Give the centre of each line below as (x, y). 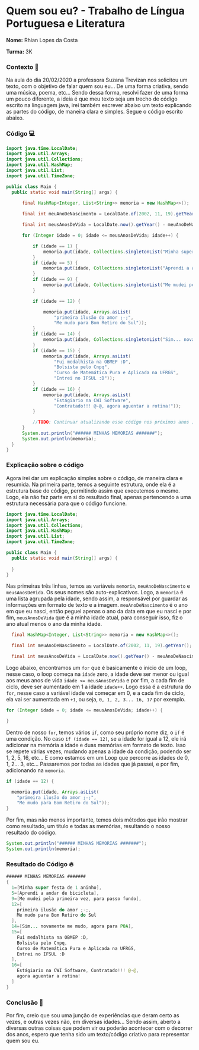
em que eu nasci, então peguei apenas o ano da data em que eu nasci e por (99, 612)
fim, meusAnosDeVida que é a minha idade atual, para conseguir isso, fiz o (94, 618)
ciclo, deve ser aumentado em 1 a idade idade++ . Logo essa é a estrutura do (99, 687)
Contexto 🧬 (23, 67)
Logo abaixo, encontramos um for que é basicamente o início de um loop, (97, 668)
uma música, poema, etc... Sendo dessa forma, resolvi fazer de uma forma (97, 93)
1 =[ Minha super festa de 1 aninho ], (57, 888)
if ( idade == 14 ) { (57, 334)
